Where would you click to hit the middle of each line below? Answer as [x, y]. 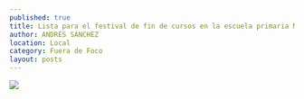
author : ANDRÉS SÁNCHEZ [54, 34]
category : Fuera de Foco [56, 51]
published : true [40, 18]
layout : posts [36, 59]
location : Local [40, 43]
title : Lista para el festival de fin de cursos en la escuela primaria [149, 26]
